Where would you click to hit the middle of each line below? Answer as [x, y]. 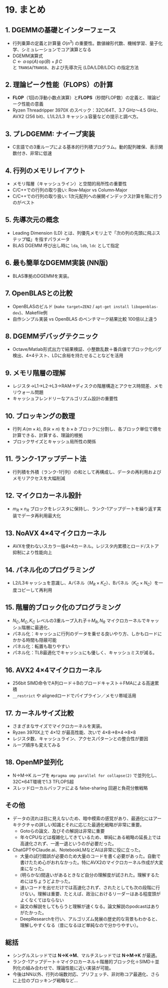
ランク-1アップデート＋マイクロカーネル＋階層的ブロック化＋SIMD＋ [84, 962]
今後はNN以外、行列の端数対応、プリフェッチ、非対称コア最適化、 [82, 974]
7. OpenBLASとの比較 [39, 293]
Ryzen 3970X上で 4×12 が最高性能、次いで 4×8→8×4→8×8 [74, 732]
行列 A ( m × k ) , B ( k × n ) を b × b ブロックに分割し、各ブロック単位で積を [87, 429]
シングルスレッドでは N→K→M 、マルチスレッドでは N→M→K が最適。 [86, 955]
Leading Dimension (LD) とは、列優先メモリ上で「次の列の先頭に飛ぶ [84, 233]
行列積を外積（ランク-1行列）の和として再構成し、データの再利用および [87, 472]
